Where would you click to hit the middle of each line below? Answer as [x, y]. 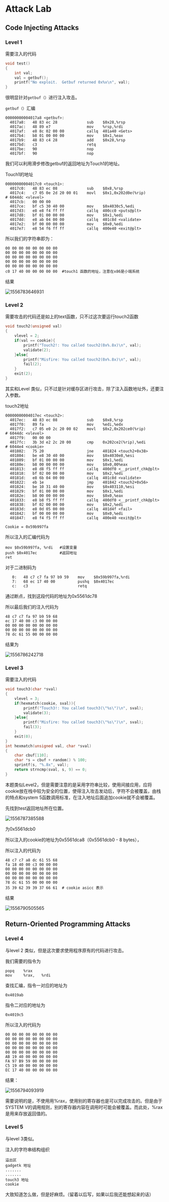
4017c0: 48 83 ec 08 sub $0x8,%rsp [67, 189]
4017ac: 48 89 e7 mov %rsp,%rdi [67, 127]
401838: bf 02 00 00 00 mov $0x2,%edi [67, 504]
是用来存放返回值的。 [27, 1113]
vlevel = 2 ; [27, 336]
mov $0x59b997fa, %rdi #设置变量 [41, 548]
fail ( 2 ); [33, 364]
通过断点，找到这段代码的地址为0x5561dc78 [51, 596]
